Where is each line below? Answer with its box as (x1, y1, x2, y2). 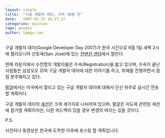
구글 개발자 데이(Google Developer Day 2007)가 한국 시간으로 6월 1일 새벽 (5, 45, 152, 50)
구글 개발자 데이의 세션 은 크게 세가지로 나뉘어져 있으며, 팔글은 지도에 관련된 (5, 101, 151, 107)
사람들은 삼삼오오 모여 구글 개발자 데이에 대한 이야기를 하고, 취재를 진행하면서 (5, 68, 155, 73)
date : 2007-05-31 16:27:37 (5, 16, 66, 21)
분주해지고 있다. (10, 74, 41, 79)
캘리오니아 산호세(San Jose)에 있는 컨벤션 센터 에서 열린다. (10, 51, 124, 57)
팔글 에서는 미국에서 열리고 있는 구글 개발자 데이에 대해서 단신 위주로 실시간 (5, 84, 150, 90)
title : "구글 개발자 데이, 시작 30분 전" (5, 12, 83, 17)
